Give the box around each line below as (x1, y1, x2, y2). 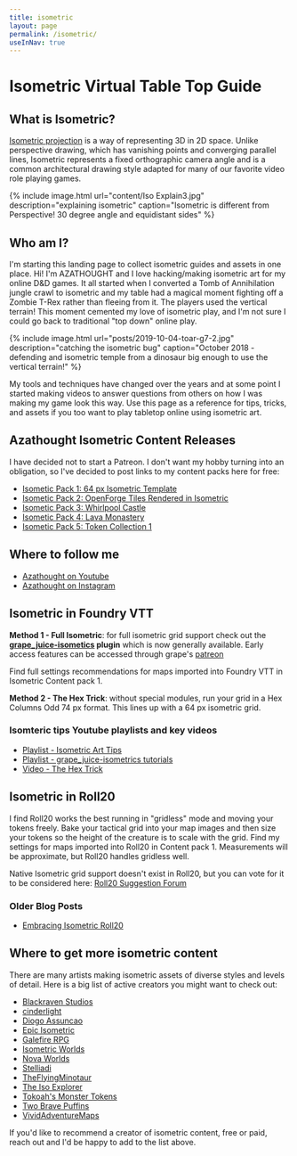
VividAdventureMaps (21, 1110, 100, 1120)
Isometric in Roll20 (9, 790, 116, 805)
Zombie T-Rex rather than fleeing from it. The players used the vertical (9, 297, 268, 307)
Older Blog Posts (9, 899, 83, 912)
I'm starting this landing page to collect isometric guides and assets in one (9, 259, 282, 270)
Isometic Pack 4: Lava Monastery (21, 512, 145, 522)
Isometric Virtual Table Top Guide (9, 77, 262, 96)
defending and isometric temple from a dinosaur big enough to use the (9, 352, 269, 363)
